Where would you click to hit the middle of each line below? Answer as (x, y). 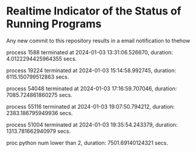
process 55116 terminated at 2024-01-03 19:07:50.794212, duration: (90, 106)
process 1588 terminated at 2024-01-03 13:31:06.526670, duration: (90, 52)
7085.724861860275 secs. (39, 95)
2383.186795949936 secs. (40, 113)
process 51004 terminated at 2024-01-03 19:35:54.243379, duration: (92, 124)
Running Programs (54, 24)
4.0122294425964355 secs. (42, 59)
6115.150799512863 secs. (38, 77)
